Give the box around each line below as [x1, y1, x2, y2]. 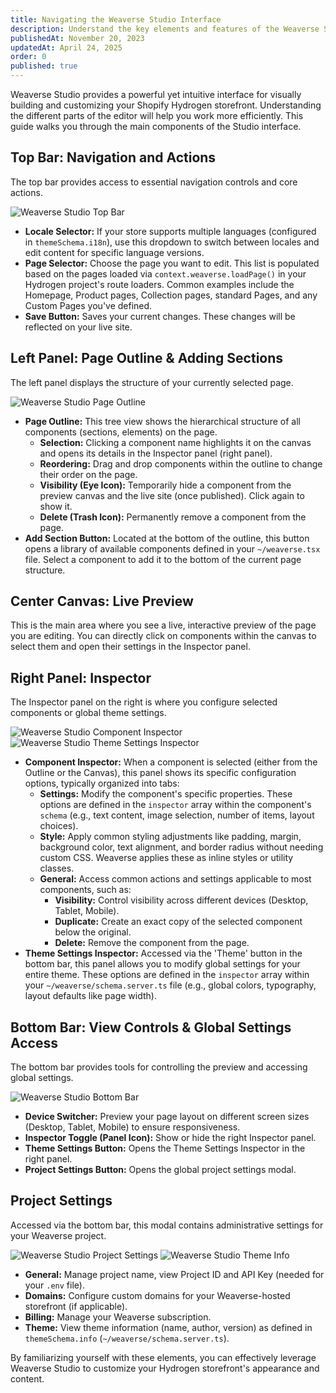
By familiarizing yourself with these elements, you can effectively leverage [10, 1351, 317, 1363]
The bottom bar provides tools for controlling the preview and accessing [10, 1061, 308, 1073]
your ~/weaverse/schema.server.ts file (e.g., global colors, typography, [24, 979, 317, 991]
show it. [39, 500, 73, 512]
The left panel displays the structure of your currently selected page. [10, 376, 294, 388]
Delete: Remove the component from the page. [54, 937, 250, 949]
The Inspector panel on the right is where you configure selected [10, 696, 278, 708]
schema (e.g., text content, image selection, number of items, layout [39, 809, 315, 821]
